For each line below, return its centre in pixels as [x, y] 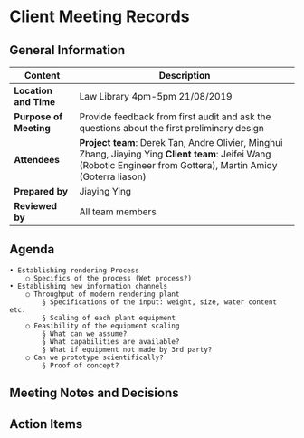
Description [185, 76]
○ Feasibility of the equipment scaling [103, 326]
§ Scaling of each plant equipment [109, 318]
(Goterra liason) [113, 176]
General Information [67, 50]
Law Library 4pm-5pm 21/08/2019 [156, 96]
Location [33, 90]
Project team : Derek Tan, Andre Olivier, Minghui [181, 143]
